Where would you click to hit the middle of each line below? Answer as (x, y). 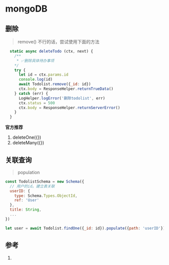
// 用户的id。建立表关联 (32, 186)
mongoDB (26, 9)
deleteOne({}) (27, 137)
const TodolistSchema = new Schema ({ (45, 181)
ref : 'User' (27, 200)
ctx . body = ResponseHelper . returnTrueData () (66, 89)
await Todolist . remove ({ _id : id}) (55, 84)
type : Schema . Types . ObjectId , (46, 196)
